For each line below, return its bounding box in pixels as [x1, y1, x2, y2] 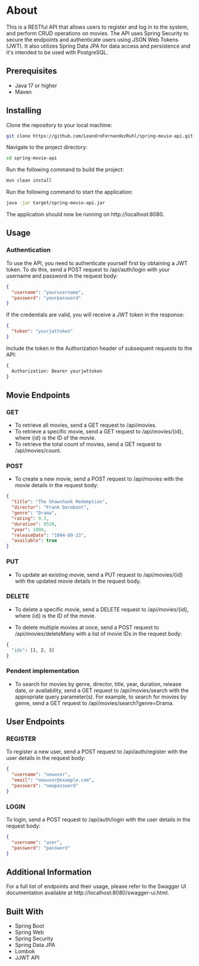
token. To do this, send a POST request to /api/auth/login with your [6, 266, 170, 273]
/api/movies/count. [14, 447, 61, 454]
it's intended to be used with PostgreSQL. [6, 48, 108, 56]
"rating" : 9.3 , [11, 515, 49, 521]
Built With [6, 906, 43, 916]
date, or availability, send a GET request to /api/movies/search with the [14, 687, 189, 694]
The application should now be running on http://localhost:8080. [6, 211, 165, 218]
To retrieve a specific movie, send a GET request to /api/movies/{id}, [14, 428, 184, 435]
